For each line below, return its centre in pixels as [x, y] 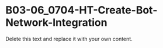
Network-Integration [56, 23]
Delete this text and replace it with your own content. [69, 39]
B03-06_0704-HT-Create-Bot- [81, 10]
